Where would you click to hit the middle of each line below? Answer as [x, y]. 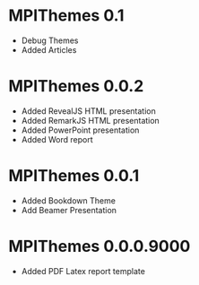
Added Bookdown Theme [68, 200]
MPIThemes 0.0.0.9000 [99, 246]
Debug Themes [50, 40]
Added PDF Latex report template [83, 271]
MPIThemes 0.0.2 [76, 86]
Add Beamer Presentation [69, 210]
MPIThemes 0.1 [66, 16]
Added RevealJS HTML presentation [88, 111]
